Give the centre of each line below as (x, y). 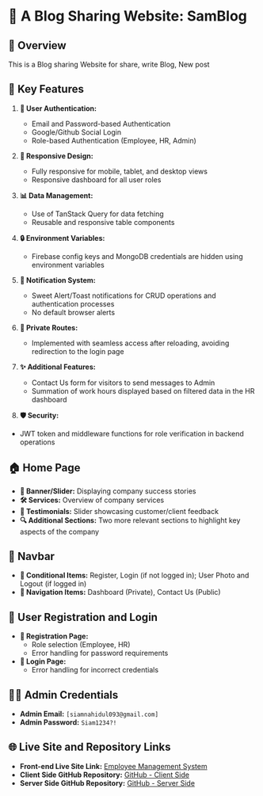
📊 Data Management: (56, 195)
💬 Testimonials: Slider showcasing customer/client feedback (119, 511)
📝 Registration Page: (54, 636)
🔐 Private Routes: (49, 327)
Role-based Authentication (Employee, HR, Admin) (114, 140)
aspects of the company (59, 531)
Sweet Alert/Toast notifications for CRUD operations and (124, 295)
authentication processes (73, 303)
